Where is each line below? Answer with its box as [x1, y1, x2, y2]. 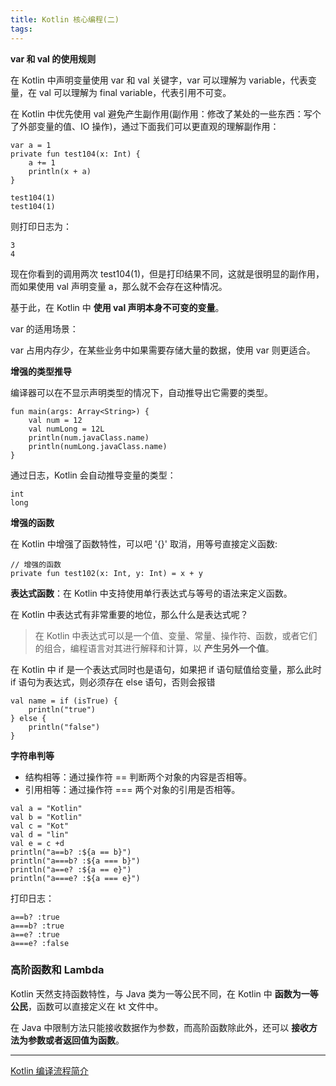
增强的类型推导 [10, 365, 72, 377]
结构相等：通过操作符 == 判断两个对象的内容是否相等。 [24, 771, 253, 783]
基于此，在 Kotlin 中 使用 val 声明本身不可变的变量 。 [10, 301, 225, 313]
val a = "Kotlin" [10, 803, 83, 813]
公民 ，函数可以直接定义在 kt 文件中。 [10, 1000, 164, 1012]
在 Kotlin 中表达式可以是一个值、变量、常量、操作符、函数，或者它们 [34, 629, 318, 641]
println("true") [28, 704, 97, 715]
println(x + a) [28, 166, 92, 176]
